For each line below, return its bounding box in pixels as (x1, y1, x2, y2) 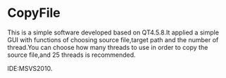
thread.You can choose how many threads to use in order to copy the (7, 43, 208, 51)
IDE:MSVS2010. (7, 64, 53, 72)
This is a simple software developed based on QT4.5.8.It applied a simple (7, 28, 220, 37)
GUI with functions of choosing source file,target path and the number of (7, 35, 219, 44)
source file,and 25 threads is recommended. (7, 51, 136, 59)
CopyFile (7, 5, 61, 21)
